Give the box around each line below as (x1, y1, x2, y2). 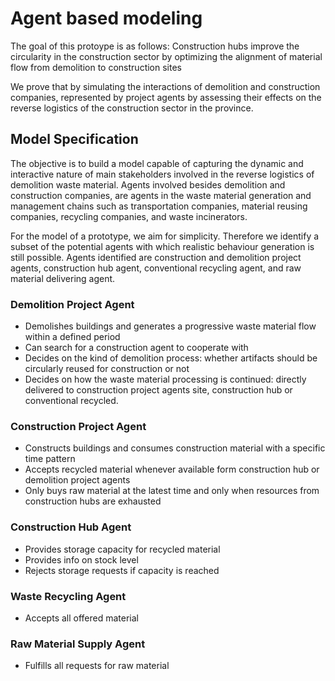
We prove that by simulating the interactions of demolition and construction (10, 80, 321, 92)
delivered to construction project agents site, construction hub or (24, 384, 293, 396)
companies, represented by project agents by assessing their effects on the (10, 91, 322, 103)
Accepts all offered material (24, 612, 139, 624)
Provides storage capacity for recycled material (24, 543, 221, 555)
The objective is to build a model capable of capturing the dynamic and (10, 157, 304, 169)
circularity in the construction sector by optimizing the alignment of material (10, 50, 323, 62)
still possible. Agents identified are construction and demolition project (10, 251, 302, 263)
